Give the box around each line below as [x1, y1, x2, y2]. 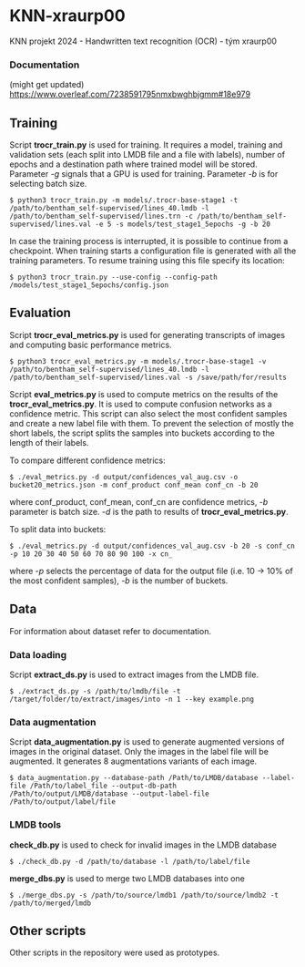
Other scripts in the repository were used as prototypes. [9, 947, 220, 958]
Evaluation [9, 305, 71, 321]
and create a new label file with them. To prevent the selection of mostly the [9, 417, 294, 428]
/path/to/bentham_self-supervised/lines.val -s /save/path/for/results [9, 373, 287, 382]
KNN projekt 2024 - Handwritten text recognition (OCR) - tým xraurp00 [9, 36, 278, 46]
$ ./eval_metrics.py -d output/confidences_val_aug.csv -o [9, 472, 239, 481]
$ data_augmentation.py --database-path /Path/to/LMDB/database [9, 774, 259, 783]
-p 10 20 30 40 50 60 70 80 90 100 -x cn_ [9, 549, 173, 559]
